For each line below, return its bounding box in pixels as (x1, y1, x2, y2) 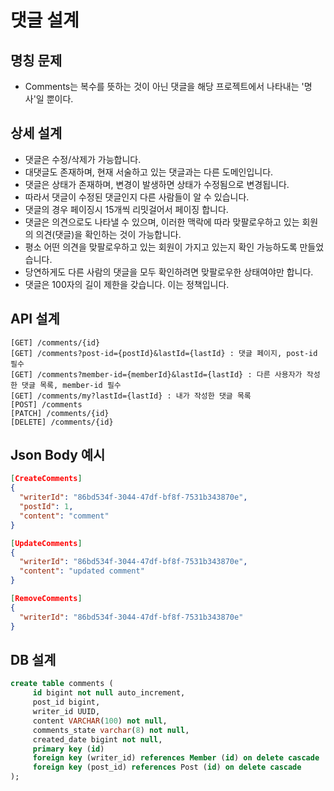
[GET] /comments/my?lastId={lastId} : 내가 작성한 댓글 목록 (10, 391, 252, 401)
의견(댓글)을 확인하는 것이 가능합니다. (35, 228, 182, 240)
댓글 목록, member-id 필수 (21, 380, 122, 390)
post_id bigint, (32, 697, 101, 708)
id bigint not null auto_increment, (32, 688, 186, 698)
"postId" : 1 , (19, 502, 74, 512)
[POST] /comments (10, 399, 83, 410)
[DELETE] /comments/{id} (10, 417, 114, 427)
